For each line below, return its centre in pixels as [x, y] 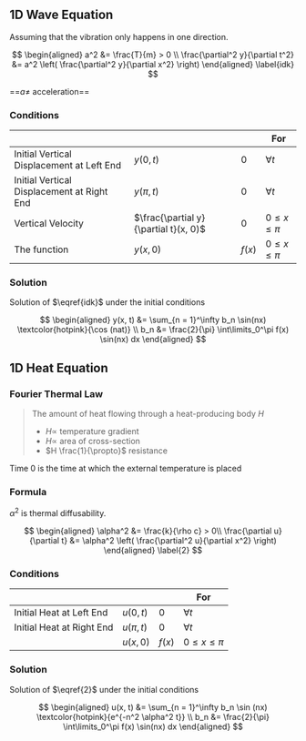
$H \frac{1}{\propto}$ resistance [107, 451]
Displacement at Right [61, 192]
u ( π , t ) [135, 627]
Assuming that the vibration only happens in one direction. [119, 36]
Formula [28, 492]
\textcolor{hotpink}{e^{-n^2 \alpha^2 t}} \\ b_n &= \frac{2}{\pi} [153, 716]
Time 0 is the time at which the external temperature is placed [126, 469]
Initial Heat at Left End [61, 613]
